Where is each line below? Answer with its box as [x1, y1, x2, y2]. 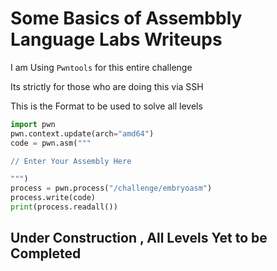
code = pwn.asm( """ [10, 138, 92, 148]
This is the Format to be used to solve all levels [10, 100, 203, 112]
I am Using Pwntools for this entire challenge [10, 61, 193, 73]
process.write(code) [10, 193, 97, 203]
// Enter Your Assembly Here [10, 156, 132, 166]
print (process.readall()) [10, 202, 118, 212]
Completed [10, 245, 82, 262]
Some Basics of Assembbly [10, 7, 243, 30]
